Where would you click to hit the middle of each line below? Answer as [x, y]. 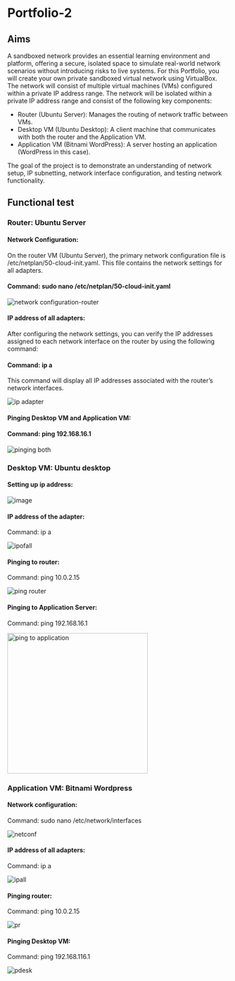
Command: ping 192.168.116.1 [49, 957]
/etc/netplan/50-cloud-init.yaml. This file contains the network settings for [115, 263]
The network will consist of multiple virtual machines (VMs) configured [110, 86]
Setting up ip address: [40, 485]
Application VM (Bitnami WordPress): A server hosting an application [117, 144]
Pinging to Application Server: [52, 607]
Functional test [41, 203]
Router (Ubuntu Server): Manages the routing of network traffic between [123, 115]
